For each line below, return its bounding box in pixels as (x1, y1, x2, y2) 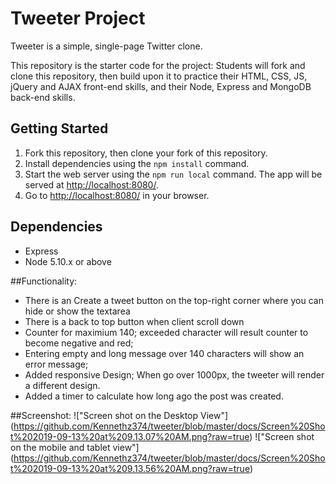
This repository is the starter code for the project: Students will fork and (10, 59, 306, 71)
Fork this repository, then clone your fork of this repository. (24, 147, 268, 159)
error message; (24, 358, 89, 370)
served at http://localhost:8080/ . (24, 178, 159, 191)
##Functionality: (10, 275, 78, 287)
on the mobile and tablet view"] (10, 441, 140, 453)
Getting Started (10, 120, 109, 137)
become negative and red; (24, 337, 134, 349)
